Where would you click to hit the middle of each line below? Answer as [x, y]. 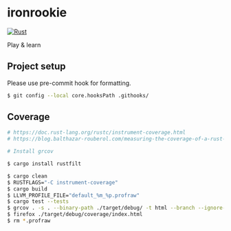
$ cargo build [27, 189]
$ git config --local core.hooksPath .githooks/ [78, 95]
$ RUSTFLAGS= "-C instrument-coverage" [63, 182]
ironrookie [37, 13]
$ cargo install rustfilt [44, 164]
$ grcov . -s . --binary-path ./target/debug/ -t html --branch [101, 208]
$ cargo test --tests [38, 202]
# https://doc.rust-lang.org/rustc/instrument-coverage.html [97, 133]
